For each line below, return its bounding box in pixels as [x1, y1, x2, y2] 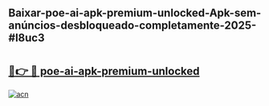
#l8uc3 [8, 31, 45, 45]
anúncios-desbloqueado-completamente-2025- [8, 19, 257, 33]
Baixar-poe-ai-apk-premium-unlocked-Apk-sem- [8, 6, 262, 20]
